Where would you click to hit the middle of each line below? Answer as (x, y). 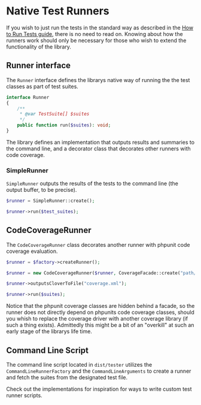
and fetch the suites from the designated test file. (67, 377)
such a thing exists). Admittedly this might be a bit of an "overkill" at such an (100, 325)
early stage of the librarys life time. (49, 331)
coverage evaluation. (32, 251)
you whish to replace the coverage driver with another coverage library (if (97, 319)
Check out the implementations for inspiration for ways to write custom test (99, 389)
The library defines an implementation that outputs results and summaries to (100, 142)
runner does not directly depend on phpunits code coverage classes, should (100, 312)
